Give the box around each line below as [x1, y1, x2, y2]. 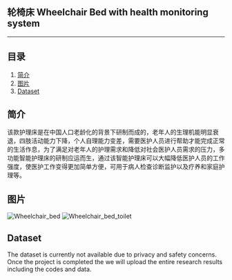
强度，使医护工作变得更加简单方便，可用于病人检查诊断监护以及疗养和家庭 [7, 163, 219, 171]
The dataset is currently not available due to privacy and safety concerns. [7, 250, 217, 259]
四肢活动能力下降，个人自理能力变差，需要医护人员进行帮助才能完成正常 [19, 137, 225, 145]
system [7, 18, 40, 30]
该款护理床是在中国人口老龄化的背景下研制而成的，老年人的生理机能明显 [7, 128, 213, 137]
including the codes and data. [7, 265, 92, 274]
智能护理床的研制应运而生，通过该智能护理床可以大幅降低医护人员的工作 [19, 154, 225, 162]
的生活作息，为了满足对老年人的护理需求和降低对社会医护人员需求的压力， [7, 146, 219, 154]
